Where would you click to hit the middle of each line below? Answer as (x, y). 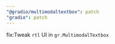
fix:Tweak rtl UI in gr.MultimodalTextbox (58, 34)
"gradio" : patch (27, 17)
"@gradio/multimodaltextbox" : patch (53, 12)
